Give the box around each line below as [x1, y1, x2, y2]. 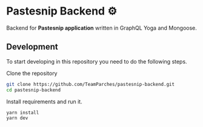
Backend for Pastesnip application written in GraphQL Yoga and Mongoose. [6, 24, 197, 31]
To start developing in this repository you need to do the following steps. [6, 57, 187, 65]
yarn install [6, 109, 39, 116]
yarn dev [6, 115, 28, 122]
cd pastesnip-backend [6, 86, 61, 93]
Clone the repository [6, 70, 58, 77]
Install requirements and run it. [6, 98, 83, 105]
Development [6, 42, 59, 52]
